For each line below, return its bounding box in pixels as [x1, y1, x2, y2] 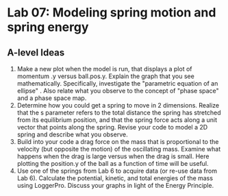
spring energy [7, 19, 89, 35]
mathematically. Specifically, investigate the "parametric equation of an [16, 79, 218, 87]
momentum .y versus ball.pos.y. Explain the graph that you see [16, 72, 195, 80]
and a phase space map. [16, 94, 87, 102]
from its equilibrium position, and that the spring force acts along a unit [16, 116, 218, 124]
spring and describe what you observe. [16, 130, 128, 138]
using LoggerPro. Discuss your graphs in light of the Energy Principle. [16, 182, 214, 189]
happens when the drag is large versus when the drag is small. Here [16, 152, 210, 160]
